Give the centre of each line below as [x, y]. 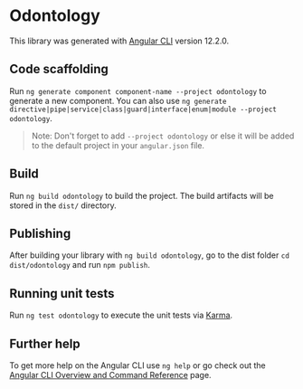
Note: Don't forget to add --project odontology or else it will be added [163, 136]
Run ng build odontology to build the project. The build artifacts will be [142, 195]
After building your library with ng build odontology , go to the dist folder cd [149, 255]
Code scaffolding [59, 69]
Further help [45, 343]
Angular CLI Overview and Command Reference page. [110, 375]
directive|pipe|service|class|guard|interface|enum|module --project [143, 109]
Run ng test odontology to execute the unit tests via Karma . [121, 315]
